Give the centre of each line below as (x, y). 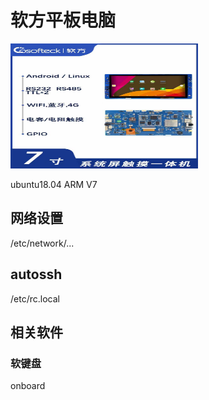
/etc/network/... (42, 243)
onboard (28, 386)
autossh (36, 274)
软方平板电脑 (63, 20)
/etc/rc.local (35, 298)
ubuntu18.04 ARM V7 (54, 184)
